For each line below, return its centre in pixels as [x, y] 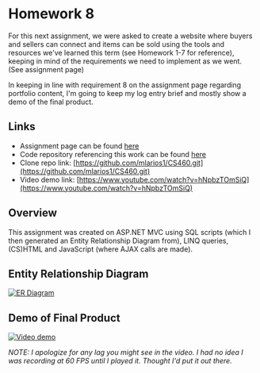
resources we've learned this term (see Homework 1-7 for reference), [121, 52]
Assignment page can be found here [79, 146]
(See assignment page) [46, 69]
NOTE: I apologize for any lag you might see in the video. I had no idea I [126, 352]
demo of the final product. [51, 102]
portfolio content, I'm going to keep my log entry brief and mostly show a [128, 93]
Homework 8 [52, 14]
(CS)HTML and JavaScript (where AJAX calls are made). [100, 249]
